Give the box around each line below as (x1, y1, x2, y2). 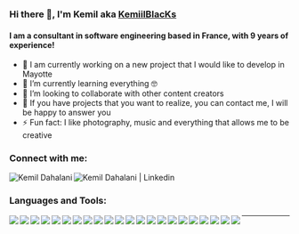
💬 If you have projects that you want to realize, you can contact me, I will (21, 98, 288, 109)
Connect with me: (9, 152, 88, 165)
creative (21, 130, 53, 141)
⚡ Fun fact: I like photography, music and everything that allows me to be (21, 117, 289, 128)
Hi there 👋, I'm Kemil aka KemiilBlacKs (9, 8, 177, 20)
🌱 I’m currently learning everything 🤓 (21, 78, 158, 89)
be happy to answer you (21, 107, 111, 118)
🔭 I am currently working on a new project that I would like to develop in (21, 60, 285, 70)
